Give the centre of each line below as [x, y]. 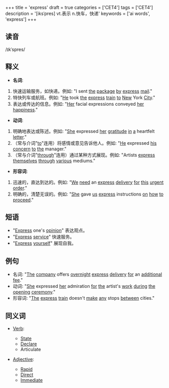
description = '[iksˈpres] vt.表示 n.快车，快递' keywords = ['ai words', [78, 13]
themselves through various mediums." [54, 161]
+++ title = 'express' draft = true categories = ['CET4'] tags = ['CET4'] [79, 7]
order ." [20, 188]
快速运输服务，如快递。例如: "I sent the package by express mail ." [82, 91]
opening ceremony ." [34, 292]
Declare [29, 344]
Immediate [31, 380]
